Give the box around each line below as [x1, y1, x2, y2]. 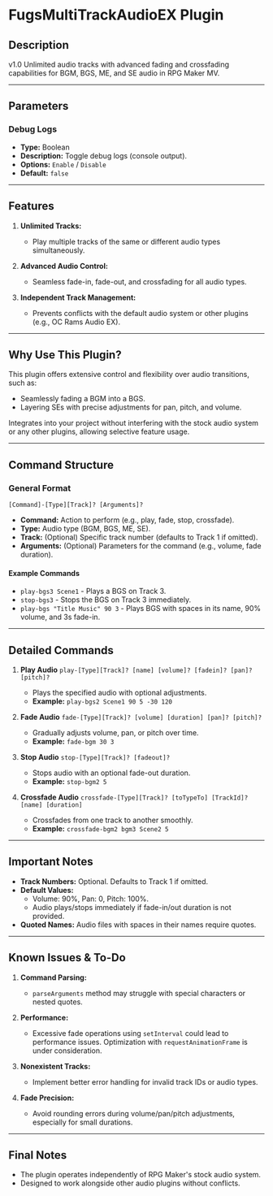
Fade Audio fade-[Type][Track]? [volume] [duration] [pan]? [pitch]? [19, 713, 262, 722]
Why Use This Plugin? [8, 348, 122, 362]
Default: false [19, 168, 69, 178]
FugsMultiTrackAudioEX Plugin [8, 6, 224, 24]
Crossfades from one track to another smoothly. [32, 815, 193, 825]
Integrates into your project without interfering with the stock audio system [8, 418, 258, 428]
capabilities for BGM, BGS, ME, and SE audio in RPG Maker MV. [8, 68, 220, 78]
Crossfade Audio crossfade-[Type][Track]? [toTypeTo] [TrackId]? [19, 792, 249, 802]
